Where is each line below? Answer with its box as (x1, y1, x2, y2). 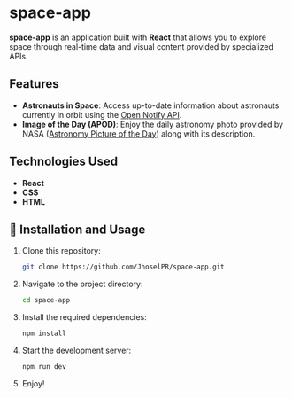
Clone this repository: (21, 246, 101, 256)
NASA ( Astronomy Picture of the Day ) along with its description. (21, 128, 256, 139)
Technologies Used (9, 154, 118, 169)
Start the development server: (21, 345, 132, 355)
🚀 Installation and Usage (9, 222, 146, 237)
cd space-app (21, 296, 71, 305)
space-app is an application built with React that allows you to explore (9, 32, 267, 43)
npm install (21, 329, 66, 339)
